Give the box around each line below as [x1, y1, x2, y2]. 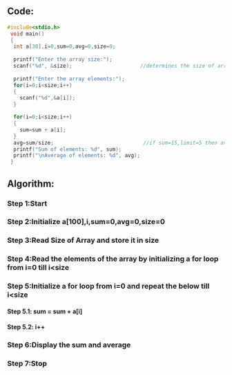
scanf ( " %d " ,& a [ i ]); [19, 95, 76, 102]
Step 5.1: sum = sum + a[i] [7, 307, 83, 315]
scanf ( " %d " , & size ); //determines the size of [13, 62, 215, 70]
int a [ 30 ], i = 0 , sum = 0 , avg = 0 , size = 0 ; [13, 43, 116, 51]
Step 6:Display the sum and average [7, 340, 131, 350]
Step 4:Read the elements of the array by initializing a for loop [7, 254, 219, 264]
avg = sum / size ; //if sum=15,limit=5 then [13, 139, 217, 146]
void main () [10, 30, 45, 37]
